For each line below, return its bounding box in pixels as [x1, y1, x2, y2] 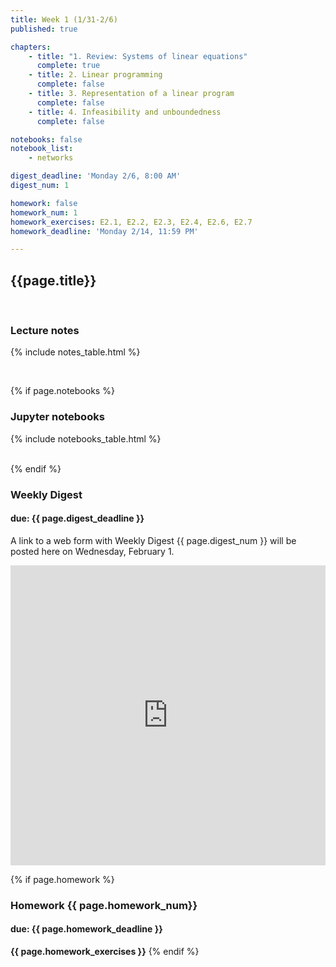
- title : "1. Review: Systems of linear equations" [28, 51, 248, 61]
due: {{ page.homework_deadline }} [10, 923, 163, 935]
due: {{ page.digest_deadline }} [10, 512, 145, 525]
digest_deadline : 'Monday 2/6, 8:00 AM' [10, 171, 182, 181]
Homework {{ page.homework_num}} [10, 898, 198, 912]
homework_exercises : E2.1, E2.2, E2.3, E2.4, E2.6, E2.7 [10, 217, 253, 227]
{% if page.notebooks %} [10, 385, 115, 397]
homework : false [10, 198, 78, 208]
